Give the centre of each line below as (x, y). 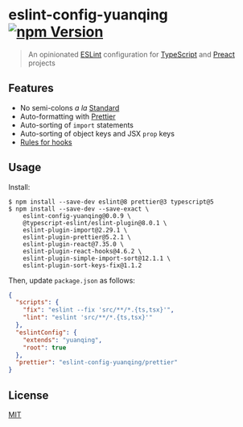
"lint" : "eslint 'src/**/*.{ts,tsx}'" (88, 318)
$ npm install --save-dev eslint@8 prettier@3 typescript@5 (111, 202)
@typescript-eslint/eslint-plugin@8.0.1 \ (95, 223)
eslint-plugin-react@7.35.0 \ (74, 244)
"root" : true (45, 347)
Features (31, 88)
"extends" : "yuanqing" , (63, 340)
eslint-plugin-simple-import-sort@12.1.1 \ (97, 258)
